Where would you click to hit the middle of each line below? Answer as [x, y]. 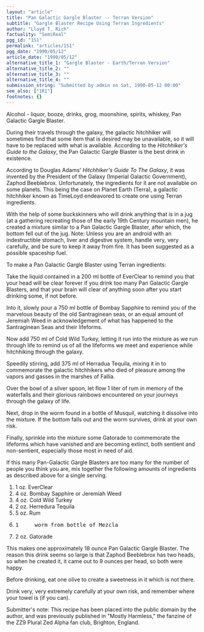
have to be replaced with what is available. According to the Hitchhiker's [97, 145]
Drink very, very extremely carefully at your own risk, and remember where [100, 591]
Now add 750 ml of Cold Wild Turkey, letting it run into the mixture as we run [102, 339]
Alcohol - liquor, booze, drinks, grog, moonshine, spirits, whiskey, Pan [94, 114]
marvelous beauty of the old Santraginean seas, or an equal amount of [95, 314]
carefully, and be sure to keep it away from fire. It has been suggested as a [100, 246]
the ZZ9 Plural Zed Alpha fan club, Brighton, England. [73, 622]
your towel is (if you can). [38, 597]
